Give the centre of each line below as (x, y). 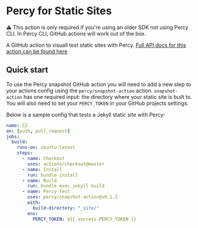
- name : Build (39, 181)
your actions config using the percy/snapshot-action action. (79, 91)
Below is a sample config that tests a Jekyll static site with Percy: (85, 114)
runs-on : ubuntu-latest (46, 147)
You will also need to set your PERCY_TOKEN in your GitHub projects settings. (98, 103)
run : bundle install (53, 175)
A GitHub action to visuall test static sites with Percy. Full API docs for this (96, 45)
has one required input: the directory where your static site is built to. (108, 97)
